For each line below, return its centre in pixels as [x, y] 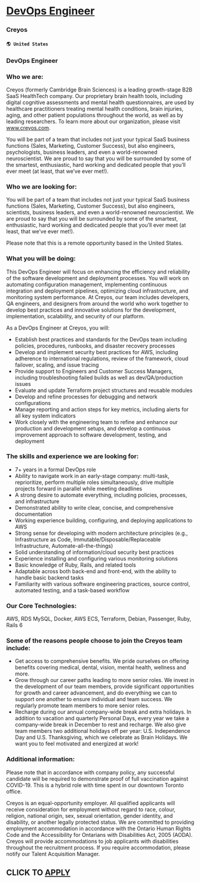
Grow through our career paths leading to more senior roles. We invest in [104, 680]
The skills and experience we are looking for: [73, 456]
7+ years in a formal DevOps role [56, 469]
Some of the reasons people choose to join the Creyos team [94, 641]
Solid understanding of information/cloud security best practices [94, 552]
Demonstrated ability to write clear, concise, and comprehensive [94, 507]
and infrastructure [37, 501]
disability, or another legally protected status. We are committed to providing [100, 822]
